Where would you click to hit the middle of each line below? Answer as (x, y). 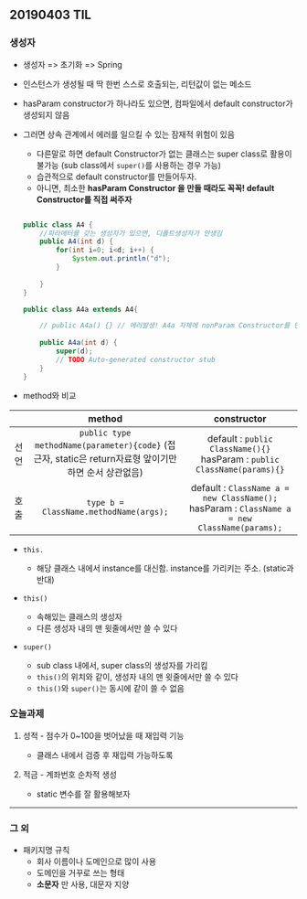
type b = (106, 503)
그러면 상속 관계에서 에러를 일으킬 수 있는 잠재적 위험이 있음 (129, 134)
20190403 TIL (50, 15)
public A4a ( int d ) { (79, 343)
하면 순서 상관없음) (105, 472)
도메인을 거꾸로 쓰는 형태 (80, 873)
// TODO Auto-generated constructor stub (136, 359)
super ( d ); (74, 351)
